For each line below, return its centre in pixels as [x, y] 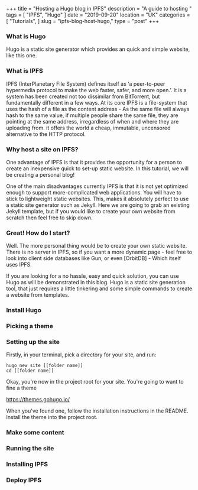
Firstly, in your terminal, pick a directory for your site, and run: [81, 355]
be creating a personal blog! [40, 174]
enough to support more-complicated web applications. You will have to [94, 192]
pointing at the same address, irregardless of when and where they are [92, 121]
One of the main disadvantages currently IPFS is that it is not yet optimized [97, 186]
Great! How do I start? [38, 233]
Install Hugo [24, 310]
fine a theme [22, 388]
